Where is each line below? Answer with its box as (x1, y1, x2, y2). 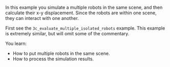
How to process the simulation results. (12, 56, 94, 62)
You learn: (5, 40, 27, 47)
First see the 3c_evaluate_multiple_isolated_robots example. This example (5, 25, 165, 31)
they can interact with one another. (5, 15, 79, 21)
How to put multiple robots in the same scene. (12, 51, 110, 56)
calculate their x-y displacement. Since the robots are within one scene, (5, 10, 157, 16)
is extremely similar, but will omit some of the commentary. (5, 31, 130, 36)
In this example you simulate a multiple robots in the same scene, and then (5, 5, 163, 10)
